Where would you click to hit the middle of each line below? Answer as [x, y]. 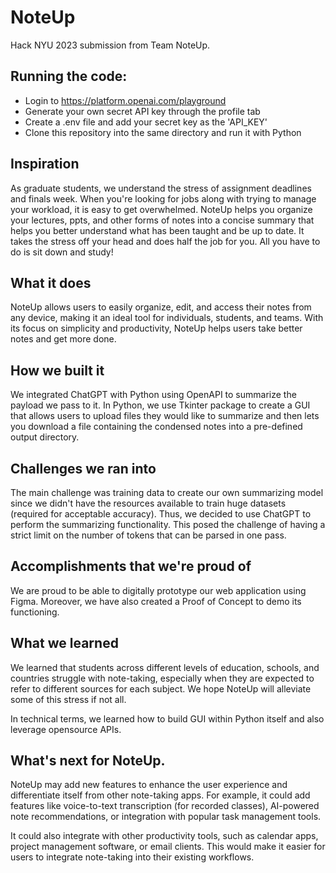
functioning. [35, 612]
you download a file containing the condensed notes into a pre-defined [156, 427]
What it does [51, 282]
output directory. [45, 437]
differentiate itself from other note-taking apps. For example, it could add [160, 795]
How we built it [57, 370]
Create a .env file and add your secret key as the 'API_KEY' [146, 122]
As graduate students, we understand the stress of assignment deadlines [161, 188]
